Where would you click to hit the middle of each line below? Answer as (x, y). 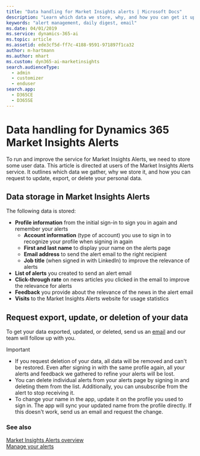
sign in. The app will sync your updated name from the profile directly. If (103, 405)
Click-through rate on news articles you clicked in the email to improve (102, 280)
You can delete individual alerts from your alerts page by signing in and (102, 380)
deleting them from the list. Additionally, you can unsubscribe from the (101, 387)
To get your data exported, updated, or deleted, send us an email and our (96, 332)
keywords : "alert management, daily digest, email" (71, 23)
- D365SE (22, 100)
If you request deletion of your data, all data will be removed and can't (101, 361)
